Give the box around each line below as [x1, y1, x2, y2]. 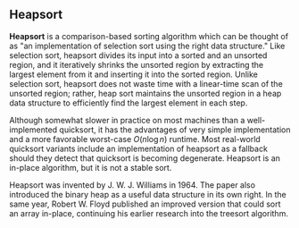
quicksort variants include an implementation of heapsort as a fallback [9, 143, 268, 154]
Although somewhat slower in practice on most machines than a [9, 114, 245, 125]
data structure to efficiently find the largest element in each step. [9, 97, 248, 108]
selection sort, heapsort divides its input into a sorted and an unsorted [9, 49, 268, 61]
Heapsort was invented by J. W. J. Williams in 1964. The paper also [9, 179, 256, 190]
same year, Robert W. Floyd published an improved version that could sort [9, 198, 281, 209]
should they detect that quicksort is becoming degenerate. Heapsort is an [9, 152, 281, 164]
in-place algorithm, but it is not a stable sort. [9, 162, 172, 173]
